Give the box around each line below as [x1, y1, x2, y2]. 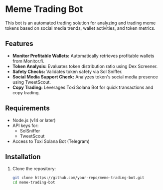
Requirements [5, 104, 50, 113]
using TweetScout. [12, 79, 51, 85]
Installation [5, 152, 41, 161]
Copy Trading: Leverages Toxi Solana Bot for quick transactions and [12, 84, 154, 90]
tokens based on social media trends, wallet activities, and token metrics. [5, 25, 156, 31]
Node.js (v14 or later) [12, 117, 56, 123]
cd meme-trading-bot [12, 180, 55, 185]
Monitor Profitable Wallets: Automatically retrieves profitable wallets [12, 53, 155, 59]
